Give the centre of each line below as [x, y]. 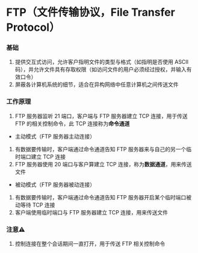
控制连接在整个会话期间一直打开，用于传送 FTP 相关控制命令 [90, 244]
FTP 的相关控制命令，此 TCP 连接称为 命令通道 [72, 123]
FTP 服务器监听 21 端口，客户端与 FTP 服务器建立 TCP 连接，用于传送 [101, 116]
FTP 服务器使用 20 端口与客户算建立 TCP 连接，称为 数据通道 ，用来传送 [103, 164]
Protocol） [33, 27]
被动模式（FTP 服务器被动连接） [55, 184]
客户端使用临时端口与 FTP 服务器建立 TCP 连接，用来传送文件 [91, 212]
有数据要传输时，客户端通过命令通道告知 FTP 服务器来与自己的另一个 [101, 149]
